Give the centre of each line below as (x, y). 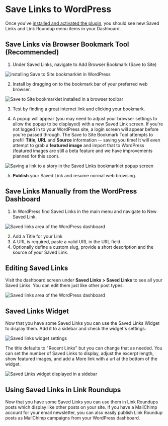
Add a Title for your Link (37, 236)
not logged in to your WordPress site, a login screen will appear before (86, 129)
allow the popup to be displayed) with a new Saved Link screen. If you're (88, 124)
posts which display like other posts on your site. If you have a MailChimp (81, 407)
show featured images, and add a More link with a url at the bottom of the (81, 359)
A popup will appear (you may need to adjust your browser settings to (85, 118)
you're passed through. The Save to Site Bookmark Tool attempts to (83, 134)
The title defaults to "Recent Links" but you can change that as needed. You (84, 348)
